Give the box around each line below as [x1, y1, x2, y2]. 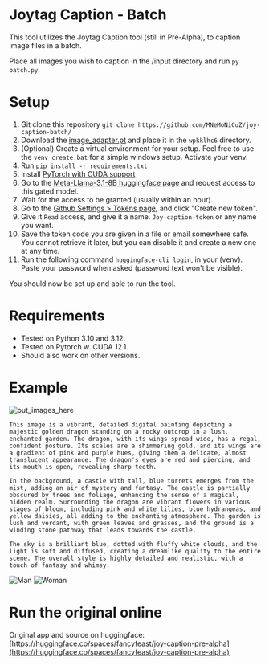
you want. [20, 220, 55, 230]
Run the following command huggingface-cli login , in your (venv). [20, 255, 243, 264]
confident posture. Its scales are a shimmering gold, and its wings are [9, 442, 262, 450]
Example [9, 379, 68, 397]
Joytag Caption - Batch [9, 6, 167, 24]
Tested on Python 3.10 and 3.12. [20, 333, 126, 343]
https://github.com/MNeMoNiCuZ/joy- [137, 120, 260, 129]
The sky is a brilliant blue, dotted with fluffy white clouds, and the [9, 540, 258, 548]
